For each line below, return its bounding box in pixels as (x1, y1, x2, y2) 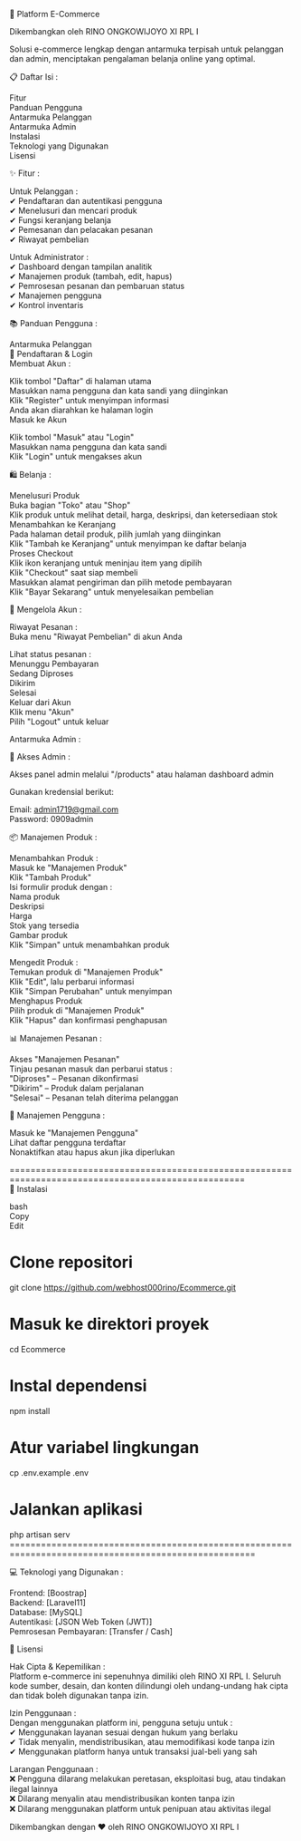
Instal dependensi (9, 1376, 147, 1396)
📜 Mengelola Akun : (9, 604, 82, 615)
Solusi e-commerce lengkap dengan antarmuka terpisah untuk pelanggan (9, 44, 284, 54)
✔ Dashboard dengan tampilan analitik (9, 261, 153, 272)
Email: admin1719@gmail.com (9, 804, 119, 815)
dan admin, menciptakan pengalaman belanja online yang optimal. (9, 53, 256, 63)
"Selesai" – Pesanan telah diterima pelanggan (9, 1092, 179, 1103)
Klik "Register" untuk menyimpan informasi (9, 395, 170, 405)
